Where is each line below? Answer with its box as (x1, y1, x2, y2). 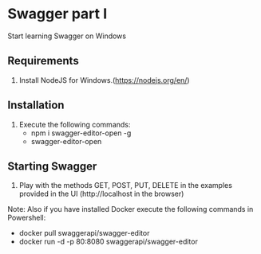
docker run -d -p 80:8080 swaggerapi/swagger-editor (18, 236, 199, 247)
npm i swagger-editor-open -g (30, 128, 132, 138)
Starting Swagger (7, 159, 97, 173)
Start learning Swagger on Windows (7, 31, 127, 41)
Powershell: (7, 213, 46, 223)
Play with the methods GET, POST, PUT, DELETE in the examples (18, 181, 233, 190)
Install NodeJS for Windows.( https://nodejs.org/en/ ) (18, 75, 190, 84)
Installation (7, 99, 65, 112)
